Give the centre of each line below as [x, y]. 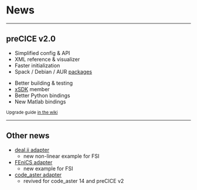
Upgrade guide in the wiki [32, 112]
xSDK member [32, 89]
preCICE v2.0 [31, 39]
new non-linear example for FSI [61, 156]
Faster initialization [37, 65]
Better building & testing [44, 83]
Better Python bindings [42, 95]
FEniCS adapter [33, 162]
